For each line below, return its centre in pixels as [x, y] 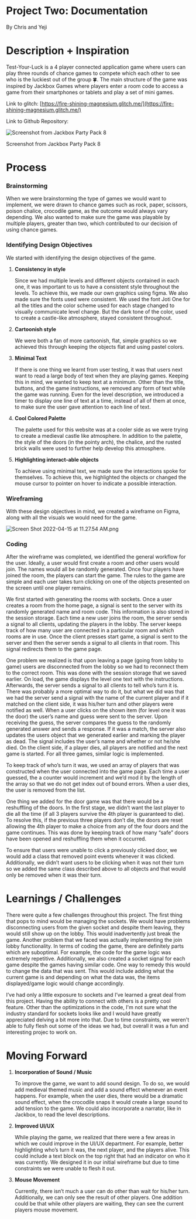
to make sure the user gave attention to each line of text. [82, 407]
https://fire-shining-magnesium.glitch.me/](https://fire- [108, 103]
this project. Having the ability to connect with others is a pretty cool [88, 1001]
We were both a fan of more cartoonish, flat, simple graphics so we [95, 340]
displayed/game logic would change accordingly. [65, 983]
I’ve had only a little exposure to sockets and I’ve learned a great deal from [96, 995]
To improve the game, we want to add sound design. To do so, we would [102, 1084]
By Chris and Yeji [27, 27]
